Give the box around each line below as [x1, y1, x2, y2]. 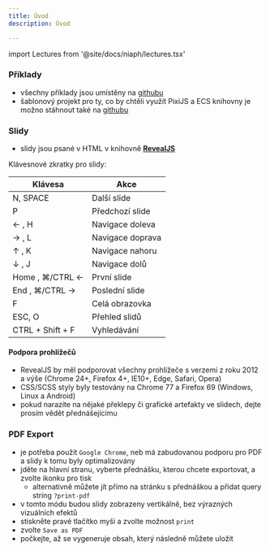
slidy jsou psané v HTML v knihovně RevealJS [19, 144, 176, 154]
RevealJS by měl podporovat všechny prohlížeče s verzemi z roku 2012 [19, 365, 259, 375]
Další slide [92, 193, 131, 204]
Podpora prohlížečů [8, 347, 76, 357]
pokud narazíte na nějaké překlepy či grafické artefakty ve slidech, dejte [19, 400, 262, 410]
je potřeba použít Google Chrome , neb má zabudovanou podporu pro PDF [19, 447, 263, 457]
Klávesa [32, 179, 65, 190]
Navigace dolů [92, 258, 148, 270]
